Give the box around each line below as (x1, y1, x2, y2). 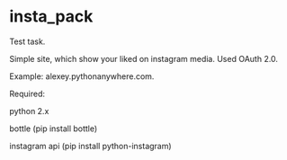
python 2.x (9, 105, 49, 116)
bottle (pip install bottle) (9, 123, 98, 134)
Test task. (9, 36, 46, 47)
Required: (9, 88, 46, 99)
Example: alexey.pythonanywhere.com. (9, 70, 155, 82)
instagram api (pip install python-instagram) (9, 140, 173, 151)
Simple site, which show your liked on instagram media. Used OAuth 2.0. (9, 53, 279, 64)
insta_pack (9, 6, 94, 27)
